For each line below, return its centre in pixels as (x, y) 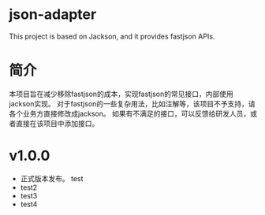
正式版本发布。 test (52, 178)
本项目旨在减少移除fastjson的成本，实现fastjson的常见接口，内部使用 (121, 94)
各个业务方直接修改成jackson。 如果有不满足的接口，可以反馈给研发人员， (130, 113)
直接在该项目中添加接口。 (57, 123)
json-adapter (53, 15)
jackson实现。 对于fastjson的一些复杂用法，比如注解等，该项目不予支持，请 (132, 103)
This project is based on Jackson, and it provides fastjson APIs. (112, 36)
